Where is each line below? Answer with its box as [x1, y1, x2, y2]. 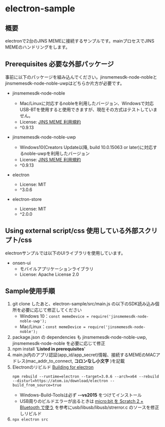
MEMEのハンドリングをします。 [5, 44, 70, 50]
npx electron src [12, 417, 49, 422]
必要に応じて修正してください [21, 307, 82, 313]
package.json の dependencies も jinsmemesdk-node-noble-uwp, [12, 334, 147, 340]
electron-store [12, 196, 42, 202]
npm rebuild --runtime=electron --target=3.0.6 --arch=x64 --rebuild [12, 374, 160, 379]
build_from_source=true [12, 383, 62, 388]
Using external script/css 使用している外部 [5, 227, 139, 235]
